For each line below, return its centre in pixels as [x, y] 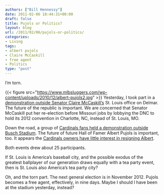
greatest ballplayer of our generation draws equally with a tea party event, [80, 162]
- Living [14, 42]
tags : [11, 46]
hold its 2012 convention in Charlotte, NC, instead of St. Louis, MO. [72, 118]
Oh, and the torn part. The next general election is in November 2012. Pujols [82, 177]
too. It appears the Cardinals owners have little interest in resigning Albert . [80, 138]
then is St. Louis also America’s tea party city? [51, 168]
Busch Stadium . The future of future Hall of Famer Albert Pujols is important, [82, 133]
